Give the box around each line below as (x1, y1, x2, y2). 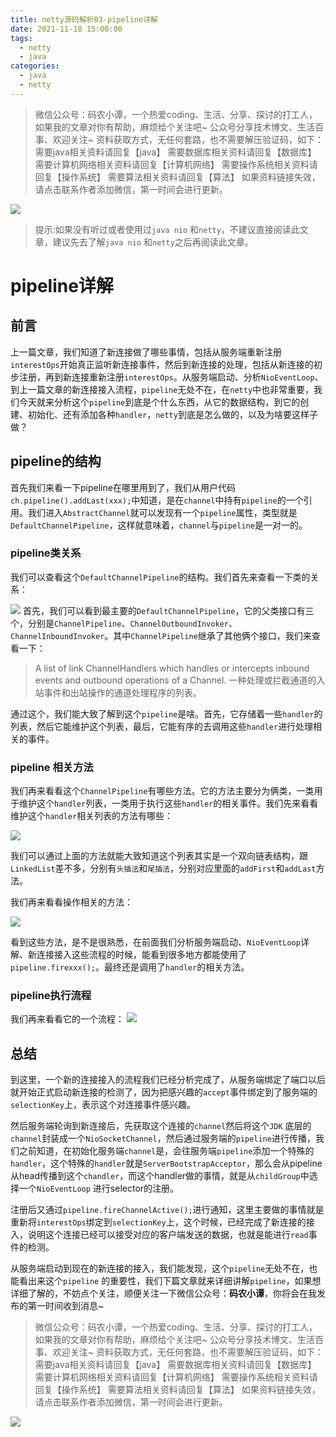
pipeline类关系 (10, 546, 82, 560)
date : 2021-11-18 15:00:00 (10, 24, 123, 34)
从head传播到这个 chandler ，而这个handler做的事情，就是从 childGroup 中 (10, 1170, 310, 1182)
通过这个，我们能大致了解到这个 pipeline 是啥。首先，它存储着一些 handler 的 (10, 707, 323, 720)
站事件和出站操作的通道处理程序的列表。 (34, 686, 202, 698)
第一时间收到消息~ (27, 1300, 105, 1312)
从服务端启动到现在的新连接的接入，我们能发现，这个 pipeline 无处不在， (10, 1262, 310, 1275)
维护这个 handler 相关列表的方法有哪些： (10, 810, 174, 822)
